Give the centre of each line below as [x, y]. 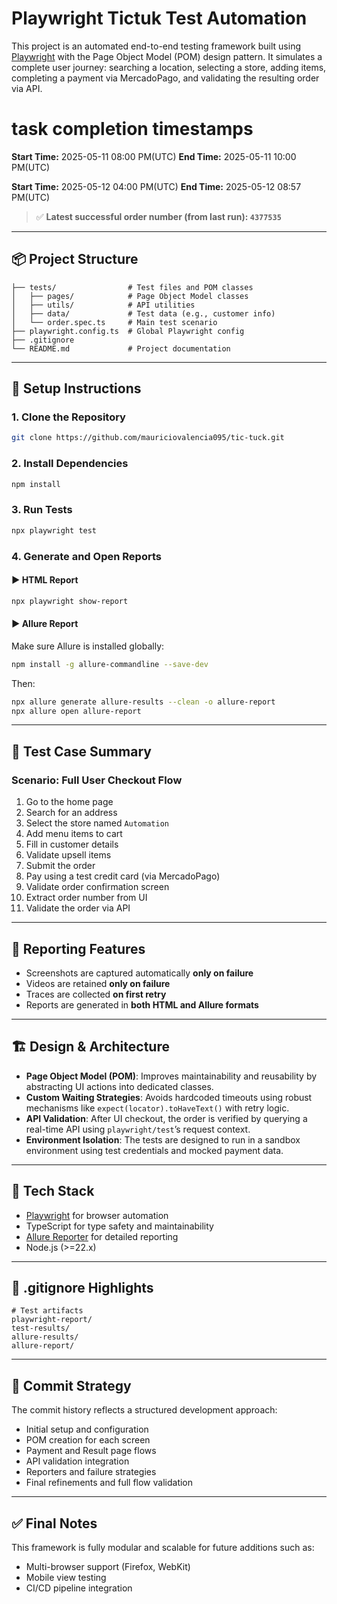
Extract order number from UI [86, 898]
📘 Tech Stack [53, 1191]
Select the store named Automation [97, 823]
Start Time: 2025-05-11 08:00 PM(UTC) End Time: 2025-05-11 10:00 [154, 156]
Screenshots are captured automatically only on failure [139, 973]
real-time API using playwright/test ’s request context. [138, 1129]
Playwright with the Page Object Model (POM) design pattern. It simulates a [167, 56]
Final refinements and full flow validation [109, 1483]
